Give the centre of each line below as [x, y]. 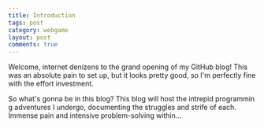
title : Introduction [42, 15]
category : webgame [38, 30]
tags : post [26, 23]
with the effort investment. [51, 84]
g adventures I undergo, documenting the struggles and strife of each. [122, 108]
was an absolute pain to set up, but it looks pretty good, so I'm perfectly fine [132, 75]
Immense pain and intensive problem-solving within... [95, 115]
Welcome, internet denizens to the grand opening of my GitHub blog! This [128, 67]
